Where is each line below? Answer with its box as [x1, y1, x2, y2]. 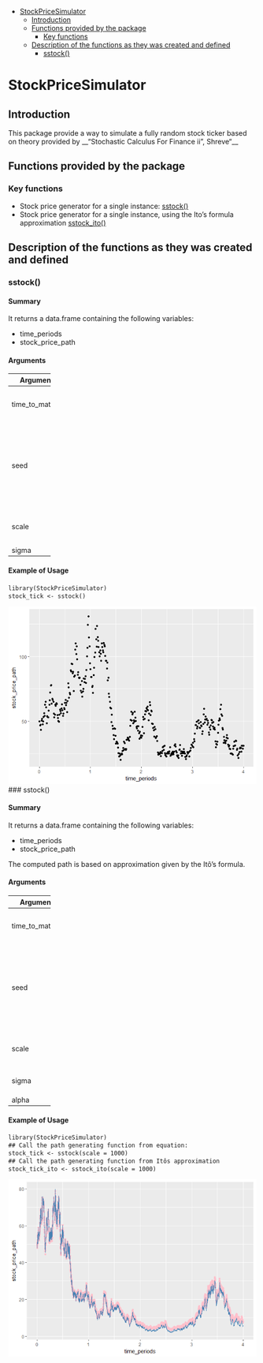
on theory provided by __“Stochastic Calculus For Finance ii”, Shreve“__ [8, 137, 239, 146]
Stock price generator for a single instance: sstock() [19, 201, 189, 211]
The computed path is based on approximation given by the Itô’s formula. [8, 859, 246, 868]
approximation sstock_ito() [19, 218, 106, 227]
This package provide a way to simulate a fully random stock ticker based [8, 129, 247, 137]
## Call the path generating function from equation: [8, 1141, 189, 1150]
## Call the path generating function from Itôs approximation [8, 1157, 220, 1166]
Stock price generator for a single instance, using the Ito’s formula [19, 209, 234, 219]
